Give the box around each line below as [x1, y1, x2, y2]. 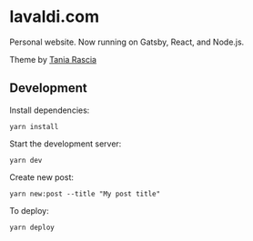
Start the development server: [9, 138, 122, 149]
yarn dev [9, 156, 43, 165]
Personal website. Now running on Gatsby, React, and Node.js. [9, 36, 245, 47]
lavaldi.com [9, 6, 100, 27]
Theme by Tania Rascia [9, 54, 97, 65]
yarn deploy [9, 223, 55, 232]
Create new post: [9, 171, 75, 183]
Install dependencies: [9, 105, 90, 115]
